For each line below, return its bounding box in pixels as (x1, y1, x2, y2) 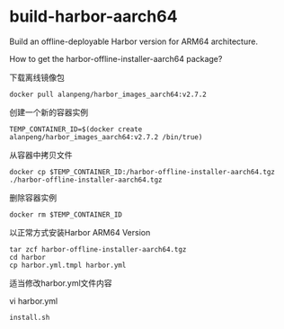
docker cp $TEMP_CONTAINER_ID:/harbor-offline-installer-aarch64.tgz (9, 167, 276, 176)
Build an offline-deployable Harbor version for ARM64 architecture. (9, 36, 259, 47)
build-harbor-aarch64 (9, 6, 178, 27)
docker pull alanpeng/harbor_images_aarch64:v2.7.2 (9, 90, 207, 99)
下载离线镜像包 (9, 72, 65, 83)
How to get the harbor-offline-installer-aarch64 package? (9, 53, 223, 64)
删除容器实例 (9, 191, 57, 203)
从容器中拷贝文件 (9, 149, 73, 160)
